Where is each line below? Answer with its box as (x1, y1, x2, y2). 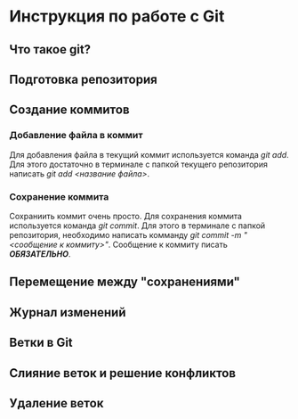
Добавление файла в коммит (9, 129, 144, 142)
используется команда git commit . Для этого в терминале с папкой (9, 220, 266, 231)
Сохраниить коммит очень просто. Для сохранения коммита (9, 210, 243, 221)
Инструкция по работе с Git (9, 6, 225, 27)
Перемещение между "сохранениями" (9, 275, 240, 290)
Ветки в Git (9, 335, 73, 350)
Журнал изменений (9, 305, 126, 320)
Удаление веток (9, 395, 104, 411)
